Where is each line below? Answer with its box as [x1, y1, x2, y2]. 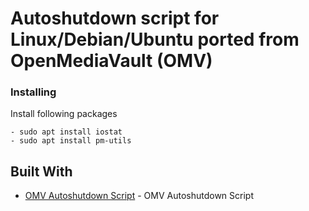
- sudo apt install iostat [10, 127, 123, 137]
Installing [10, 85, 57, 99]
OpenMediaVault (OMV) [10, 50, 213, 72]
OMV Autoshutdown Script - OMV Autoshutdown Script [24, 190, 254, 202]
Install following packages [10, 108, 118, 120]
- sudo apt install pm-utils [10, 136, 132, 146]
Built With [10, 163, 73, 180]
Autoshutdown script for [10, 7, 220, 30]
